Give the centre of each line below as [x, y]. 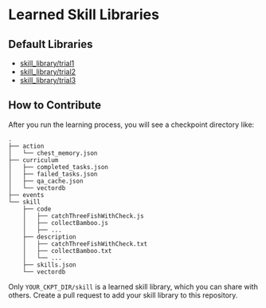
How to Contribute [55, 105]
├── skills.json [50, 265]
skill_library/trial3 [48, 80]
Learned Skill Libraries [84, 15]
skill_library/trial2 [48, 72]
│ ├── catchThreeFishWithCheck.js [84, 216]
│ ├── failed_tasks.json [53, 174]
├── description [50, 237]
